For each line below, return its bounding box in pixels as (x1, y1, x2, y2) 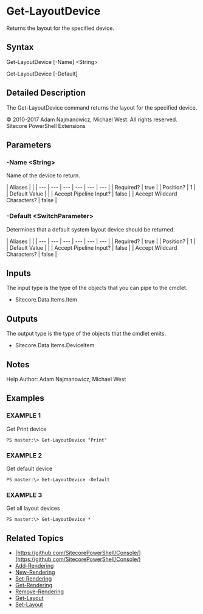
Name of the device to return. (6, 172, 80, 179)
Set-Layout (15, 601, 44, 609)
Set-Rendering (15, 575, 52, 582)
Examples (6, 393, 44, 403)
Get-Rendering (15, 582, 53, 589)
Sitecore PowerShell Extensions (6, 122, 86, 129)
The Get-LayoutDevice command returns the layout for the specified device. (6, 104, 198, 111)
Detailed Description (6, 88, 86, 98)
